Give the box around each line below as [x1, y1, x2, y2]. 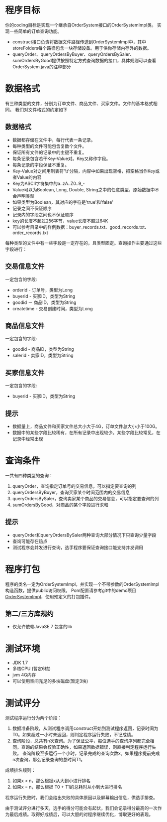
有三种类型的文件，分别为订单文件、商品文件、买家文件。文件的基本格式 [5, 100, 153, 106]
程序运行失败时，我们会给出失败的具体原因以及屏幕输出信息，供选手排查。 [5, 795, 158, 801]
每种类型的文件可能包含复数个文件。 [12, 143, 87, 149]
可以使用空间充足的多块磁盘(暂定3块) [12, 678, 88, 684]
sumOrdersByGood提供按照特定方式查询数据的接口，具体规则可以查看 [12, 57, 157, 63]
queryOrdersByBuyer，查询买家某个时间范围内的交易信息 [12, 489, 130, 495]
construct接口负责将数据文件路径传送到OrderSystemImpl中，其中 [12, 38, 147, 45]
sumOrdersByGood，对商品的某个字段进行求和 [12, 502, 108, 508]
